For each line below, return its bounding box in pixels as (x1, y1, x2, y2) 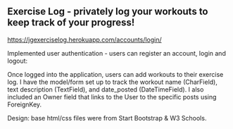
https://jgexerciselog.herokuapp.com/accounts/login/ (7, 35, 162, 44)
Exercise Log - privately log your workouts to (7, 6, 208, 18)
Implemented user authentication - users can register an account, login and (7, 49, 227, 57)
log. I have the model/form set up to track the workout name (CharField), (7, 78, 218, 86)
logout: (7, 56, 28, 65)
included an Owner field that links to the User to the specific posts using (7, 92, 217, 101)
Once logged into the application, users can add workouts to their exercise (7, 70, 224, 78)
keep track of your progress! (7, 17, 135, 29)
